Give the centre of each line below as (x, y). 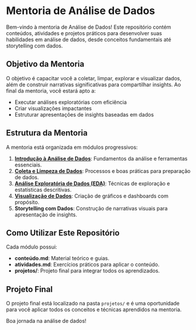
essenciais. (28, 165)
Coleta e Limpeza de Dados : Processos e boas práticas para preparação (102, 171)
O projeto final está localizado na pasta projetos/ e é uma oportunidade (93, 304)
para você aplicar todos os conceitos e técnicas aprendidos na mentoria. (94, 309)
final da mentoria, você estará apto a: (51, 91)
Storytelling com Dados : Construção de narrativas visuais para (91, 208)
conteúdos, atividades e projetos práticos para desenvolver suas (84, 33)
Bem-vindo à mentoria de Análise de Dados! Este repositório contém (89, 27)
